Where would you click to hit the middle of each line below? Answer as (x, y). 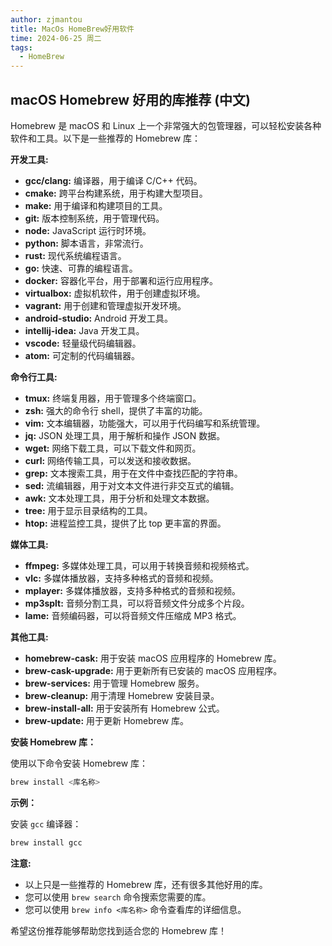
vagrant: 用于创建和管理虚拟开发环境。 (105, 305)
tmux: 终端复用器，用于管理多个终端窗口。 (113, 398)
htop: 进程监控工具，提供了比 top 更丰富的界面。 (125, 523)
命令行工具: (34, 377)
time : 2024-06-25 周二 (56, 38)
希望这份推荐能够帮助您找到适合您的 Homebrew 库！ (119, 930)
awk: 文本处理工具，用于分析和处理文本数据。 (119, 498)
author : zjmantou (46, 19)
